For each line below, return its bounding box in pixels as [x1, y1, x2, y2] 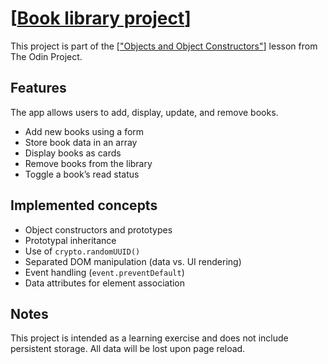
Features [10, 80, 67, 97]
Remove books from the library [24, 157, 153, 169]
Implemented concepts [10, 197, 158, 214]
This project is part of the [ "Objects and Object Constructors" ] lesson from [10, 40, 318, 52]
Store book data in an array [24, 136, 138, 148]
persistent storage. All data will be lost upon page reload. [10, 343, 246, 355]
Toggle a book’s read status [24, 168, 140, 180]
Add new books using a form [24, 125, 145, 137]
